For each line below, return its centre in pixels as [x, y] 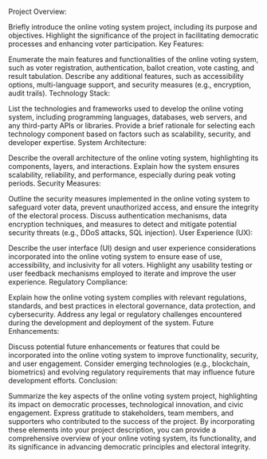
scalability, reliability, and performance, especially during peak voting [122, 175]
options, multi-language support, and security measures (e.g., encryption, [130, 84]
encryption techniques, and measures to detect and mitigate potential [123, 224]
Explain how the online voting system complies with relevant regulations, [128, 297]
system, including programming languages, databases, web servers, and [128, 117]
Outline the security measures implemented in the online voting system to [129, 199]
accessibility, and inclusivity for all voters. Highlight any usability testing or [130, 265]
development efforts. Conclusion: [63, 381]
